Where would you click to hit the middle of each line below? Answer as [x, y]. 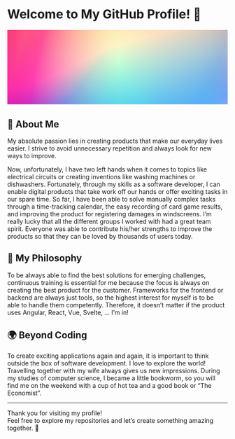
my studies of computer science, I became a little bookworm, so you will [111, 378]
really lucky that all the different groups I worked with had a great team [109, 222]
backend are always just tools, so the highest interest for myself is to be [111, 298]
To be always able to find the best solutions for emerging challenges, [107, 275]
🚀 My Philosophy [45, 258]
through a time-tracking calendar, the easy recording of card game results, [115, 207]
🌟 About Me [33, 124]
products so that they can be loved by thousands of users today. [100, 237]
